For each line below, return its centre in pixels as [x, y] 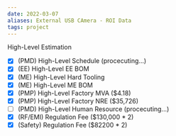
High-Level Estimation [40, 47]
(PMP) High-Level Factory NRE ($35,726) [78, 101]
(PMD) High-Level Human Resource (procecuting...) [93, 109]
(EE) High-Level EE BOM [54, 69]
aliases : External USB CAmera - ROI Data [70, 21]
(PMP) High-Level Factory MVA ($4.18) [74, 93]
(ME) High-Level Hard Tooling [61, 77]
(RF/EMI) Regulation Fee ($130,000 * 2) [76, 117]
